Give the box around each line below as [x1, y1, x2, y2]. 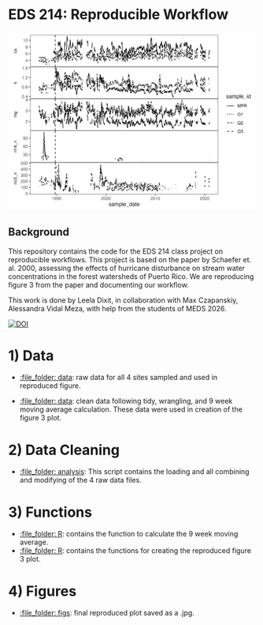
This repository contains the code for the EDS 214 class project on [8, 247, 223, 256]
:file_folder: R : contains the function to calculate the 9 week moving [19, 529, 239, 539]
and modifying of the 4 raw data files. [19, 476, 142, 485]
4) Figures [8, 582, 77, 600]
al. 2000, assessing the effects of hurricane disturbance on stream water [8, 263, 246, 273]
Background [8, 225, 69, 239]
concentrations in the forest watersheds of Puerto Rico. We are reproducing [8, 271, 254, 281]
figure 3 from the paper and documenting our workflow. [8, 280, 189, 289]
